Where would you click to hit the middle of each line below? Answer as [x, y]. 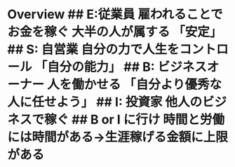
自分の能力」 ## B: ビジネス [127, 67]
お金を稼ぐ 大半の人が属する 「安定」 [115, 32]
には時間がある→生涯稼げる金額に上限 [117, 137]
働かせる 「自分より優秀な [147, 85]
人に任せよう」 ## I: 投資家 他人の [105, 102]
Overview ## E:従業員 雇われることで [115, 14]
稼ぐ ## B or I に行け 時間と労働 [135, 120]
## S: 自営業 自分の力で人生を [93, 49]
